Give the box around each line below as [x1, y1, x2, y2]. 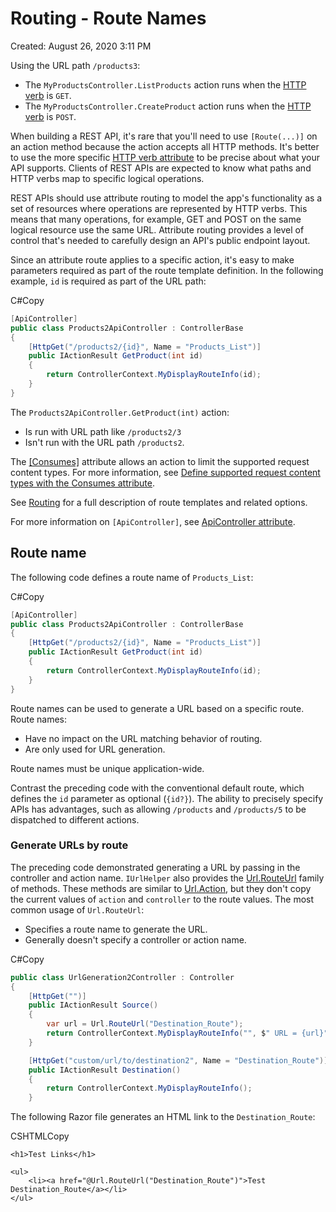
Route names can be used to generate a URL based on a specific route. [10, 702, 305, 714]
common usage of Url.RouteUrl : [10, 903, 145, 916]
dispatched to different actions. [10, 813, 140, 826]
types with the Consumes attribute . [10, 477, 156, 489]
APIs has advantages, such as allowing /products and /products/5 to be [10, 803, 307, 815]
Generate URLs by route [10, 838, 129, 852]
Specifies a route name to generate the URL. [24, 923, 208, 935]
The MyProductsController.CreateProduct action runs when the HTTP [24, 100, 312, 112]
